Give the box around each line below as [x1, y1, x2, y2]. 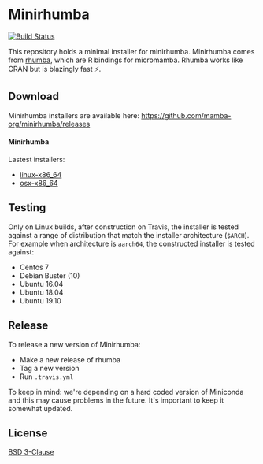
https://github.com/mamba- [141, 110, 232, 120]
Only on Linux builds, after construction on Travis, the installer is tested [8, 222, 239, 232]
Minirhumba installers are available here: [8, 110, 140, 120]
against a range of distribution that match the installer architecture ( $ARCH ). [8, 230, 250, 239]
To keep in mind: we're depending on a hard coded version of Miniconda [8, 387, 244, 396]
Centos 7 [19, 262, 50, 272]
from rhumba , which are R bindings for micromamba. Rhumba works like [8, 55, 243, 65]
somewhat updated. [8, 403, 73, 413]
